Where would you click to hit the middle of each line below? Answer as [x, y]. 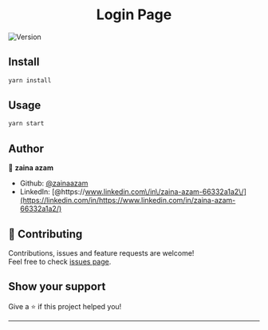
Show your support [57, 286]
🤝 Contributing [45, 234]
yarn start [26, 124]
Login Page [134, 15]
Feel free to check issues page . [60, 261]
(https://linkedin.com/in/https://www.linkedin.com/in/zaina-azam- [128, 201]
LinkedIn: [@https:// [52, 192]
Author [26, 148]
